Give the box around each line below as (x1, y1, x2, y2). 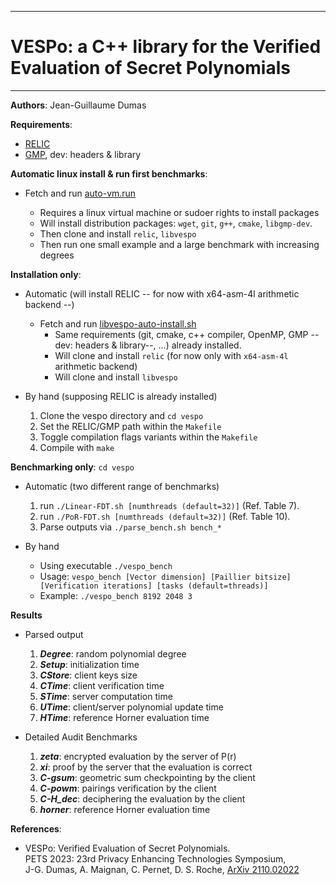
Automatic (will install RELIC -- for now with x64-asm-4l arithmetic (24, 287, 300, 300)
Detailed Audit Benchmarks (24, 731, 138, 743)
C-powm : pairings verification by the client (39, 782, 217, 794)
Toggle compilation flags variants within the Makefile (39, 431, 258, 443)
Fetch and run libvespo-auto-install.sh (39, 317, 197, 330)
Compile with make (39, 441, 115, 453)
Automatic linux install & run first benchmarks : (10, 167, 208, 180)
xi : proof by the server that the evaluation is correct (39, 761, 253, 773)
